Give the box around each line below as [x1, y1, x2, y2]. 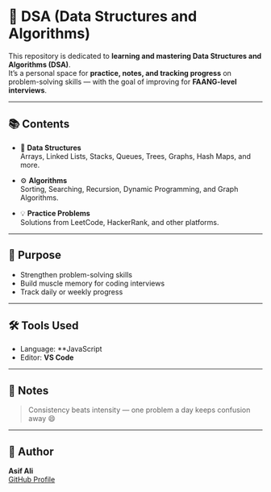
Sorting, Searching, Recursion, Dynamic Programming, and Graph [19, 184, 239, 194]
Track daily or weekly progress [19, 286, 123, 297]
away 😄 [27, 414, 56, 423]
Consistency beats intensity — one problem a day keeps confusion [27, 405, 251, 415]
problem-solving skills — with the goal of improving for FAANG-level [8, 77, 237, 86]
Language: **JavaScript [19, 344, 102, 354]
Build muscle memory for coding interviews [19, 278, 165, 288]
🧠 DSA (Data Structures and [8, 7, 198, 26]
